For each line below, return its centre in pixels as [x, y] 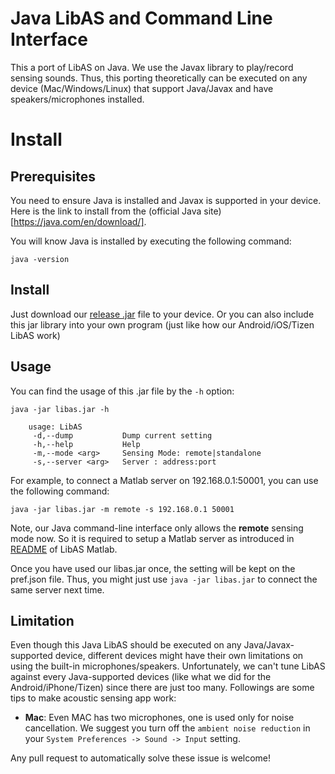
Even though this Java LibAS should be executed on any [126, 645]
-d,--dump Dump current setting [122, 435]
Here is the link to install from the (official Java [106, 211]
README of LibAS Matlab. [64, 549]
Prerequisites [53, 176]
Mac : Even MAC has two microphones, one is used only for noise [159, 718]
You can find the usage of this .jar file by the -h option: [122, 391]
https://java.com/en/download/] [79, 221]
